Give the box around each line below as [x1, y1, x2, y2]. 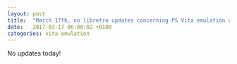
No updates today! [7, 49, 61, 58]
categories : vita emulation [7, 30, 90, 37]
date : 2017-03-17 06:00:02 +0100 [7, 23, 112, 30]
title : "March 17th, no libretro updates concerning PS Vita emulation [7, 17, 226, 24]
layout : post [7, 10, 46, 18]
